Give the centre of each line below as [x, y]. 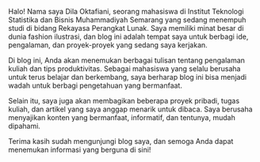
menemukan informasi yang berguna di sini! [80, 150]
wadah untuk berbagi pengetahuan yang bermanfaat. [95, 85]
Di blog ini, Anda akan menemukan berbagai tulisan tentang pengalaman [127, 60]
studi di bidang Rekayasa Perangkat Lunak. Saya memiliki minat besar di [126, 28]
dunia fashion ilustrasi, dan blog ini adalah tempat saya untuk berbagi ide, [128, 36]
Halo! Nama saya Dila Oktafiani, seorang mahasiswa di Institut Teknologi [126, 11]
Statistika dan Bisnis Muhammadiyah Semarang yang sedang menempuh [127, 20]
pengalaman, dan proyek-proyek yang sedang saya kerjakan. [108, 45]
